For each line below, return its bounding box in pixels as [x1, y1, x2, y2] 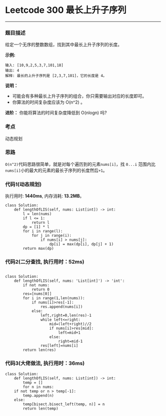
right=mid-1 [58, 339, 83, 344]
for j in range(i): [31, 233, 72, 238]
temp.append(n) [23, 393, 54, 398]
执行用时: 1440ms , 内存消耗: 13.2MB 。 [5, 193, 84, 199]
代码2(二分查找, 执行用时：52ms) [5, 259, 84, 265]
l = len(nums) [23, 212, 52, 217]
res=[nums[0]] [23, 292, 52, 297]
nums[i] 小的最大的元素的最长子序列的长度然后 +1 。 [5, 167, 108, 173]
